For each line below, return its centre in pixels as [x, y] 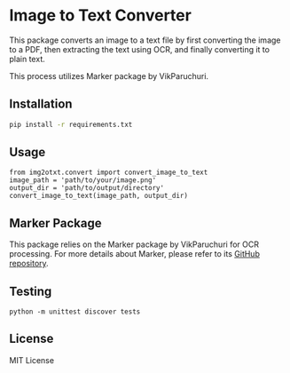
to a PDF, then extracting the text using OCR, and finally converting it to [140, 49]
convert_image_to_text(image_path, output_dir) [99, 196]
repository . [29, 264]
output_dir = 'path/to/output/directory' [87, 188]
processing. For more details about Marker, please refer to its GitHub [134, 254]
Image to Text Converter [101, 16]
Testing [31, 291]
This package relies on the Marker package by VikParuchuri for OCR [134, 244]
